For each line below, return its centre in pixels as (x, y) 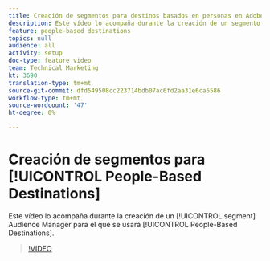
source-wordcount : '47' (48, 105)
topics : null (30, 38)
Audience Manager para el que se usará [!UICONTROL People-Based (123, 224)
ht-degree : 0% (32, 113)
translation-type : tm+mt (50, 83)
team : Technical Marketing (53, 68)
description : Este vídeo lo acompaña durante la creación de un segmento (135, 23)
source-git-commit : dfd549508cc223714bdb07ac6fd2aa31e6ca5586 (115, 90)
